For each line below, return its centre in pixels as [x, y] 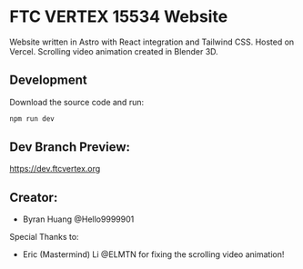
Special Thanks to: [44, 237]
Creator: [34, 197]
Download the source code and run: [76, 102]
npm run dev [32, 119]
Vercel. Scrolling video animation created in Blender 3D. [114, 51]
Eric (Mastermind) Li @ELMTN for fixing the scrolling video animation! [153, 254]
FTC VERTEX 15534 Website [119, 17]
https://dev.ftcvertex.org [55, 169]
